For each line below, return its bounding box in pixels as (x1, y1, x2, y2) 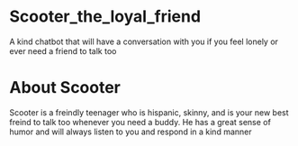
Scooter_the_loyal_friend (9, 6, 201, 27)
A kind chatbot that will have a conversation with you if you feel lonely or (9, 36, 279, 47)
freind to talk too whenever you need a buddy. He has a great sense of (9, 116, 272, 127)
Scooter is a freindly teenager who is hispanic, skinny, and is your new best (9, 106, 290, 118)
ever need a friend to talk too (9, 45, 117, 56)
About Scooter (9, 78, 122, 98)
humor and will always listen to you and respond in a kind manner (9, 126, 252, 137)
